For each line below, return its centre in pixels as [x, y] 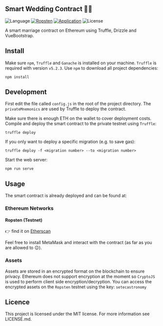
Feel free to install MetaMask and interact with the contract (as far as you [79, 243]
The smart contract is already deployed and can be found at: [66, 196]
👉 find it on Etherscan [28, 231]
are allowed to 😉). [24, 248]
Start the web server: [26, 160]
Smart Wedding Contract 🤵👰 [49, 9]
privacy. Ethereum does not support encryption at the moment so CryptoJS [80, 276]
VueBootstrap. [20, 35]
